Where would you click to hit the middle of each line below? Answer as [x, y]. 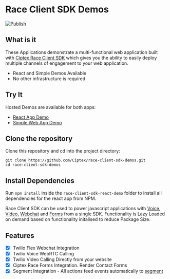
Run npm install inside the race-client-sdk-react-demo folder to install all [83, 193]
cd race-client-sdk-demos [33, 165]
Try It [14, 95]
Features [20, 236]
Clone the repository [39, 138]
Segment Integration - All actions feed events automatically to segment [88, 271]
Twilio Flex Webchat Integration [46, 248]
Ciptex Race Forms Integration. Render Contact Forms [70, 265]
